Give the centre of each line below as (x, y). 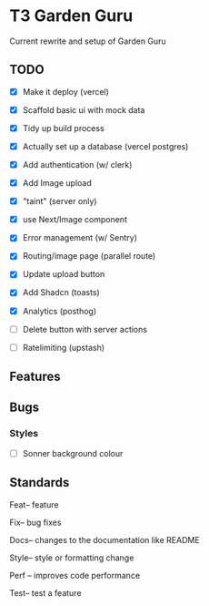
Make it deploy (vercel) (65, 91)
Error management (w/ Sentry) (80, 238)
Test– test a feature (45, 592)
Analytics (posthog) (60, 311)
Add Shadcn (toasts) (61, 293)
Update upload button (64, 274)
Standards (40, 483)
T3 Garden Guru (71, 16)
